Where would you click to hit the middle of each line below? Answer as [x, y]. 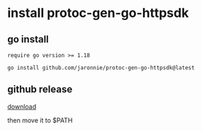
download [22, 106]
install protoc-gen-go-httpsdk [98, 13]
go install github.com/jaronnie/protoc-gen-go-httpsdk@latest [101, 68]
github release [40, 90]
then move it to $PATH [40, 120]
